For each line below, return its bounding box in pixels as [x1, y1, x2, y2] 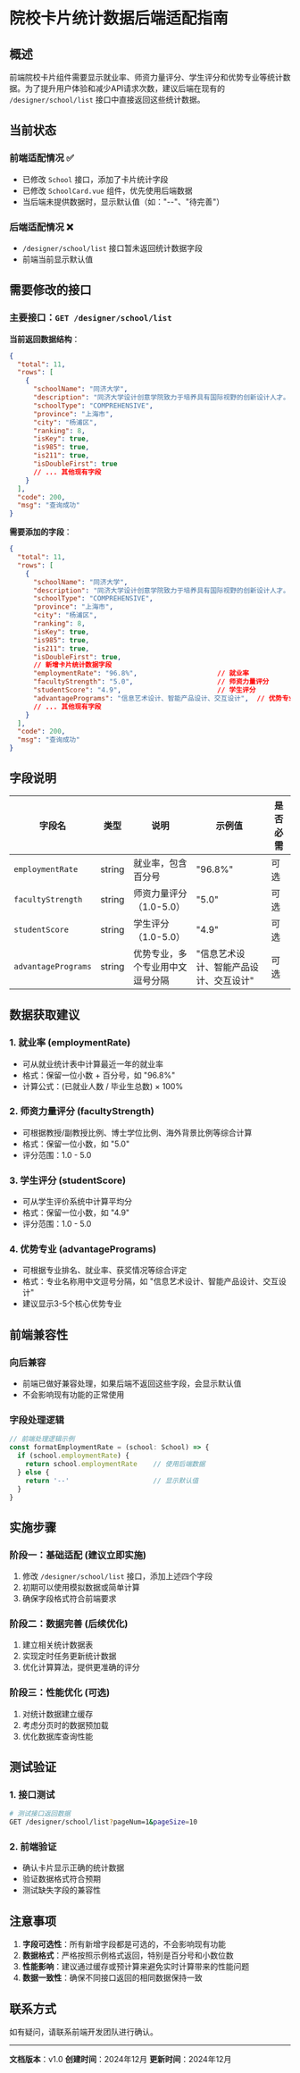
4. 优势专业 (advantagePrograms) [9, 1243, 157, 1255]
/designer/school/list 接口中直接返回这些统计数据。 [9, 95, 205, 105]
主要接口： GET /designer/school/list [9, 312, 172, 324]
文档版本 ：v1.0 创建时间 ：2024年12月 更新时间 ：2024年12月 [9, 2054, 232, 2065]
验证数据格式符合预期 [21, 1874, 101, 1884]
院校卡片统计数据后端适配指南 [9, 8, 229, 29]
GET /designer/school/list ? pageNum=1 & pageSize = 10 [9, 1817, 198, 1827]
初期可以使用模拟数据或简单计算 [21, 1582, 140, 1593]
